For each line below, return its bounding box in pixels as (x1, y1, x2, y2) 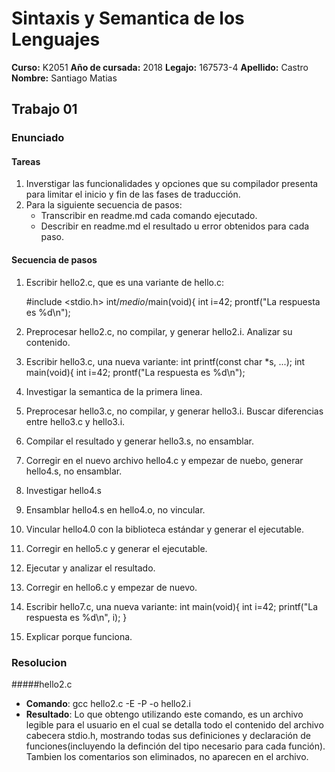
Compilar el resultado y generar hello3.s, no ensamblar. (25, 435, 254, 447)
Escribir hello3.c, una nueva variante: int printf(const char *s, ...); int (25, 355, 306, 367)
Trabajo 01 (11, 101, 78, 118)
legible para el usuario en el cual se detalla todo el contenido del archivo (25, 718, 324, 731)
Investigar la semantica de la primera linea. (25, 385, 203, 397)
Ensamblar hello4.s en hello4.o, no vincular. (25, 503, 206, 516)
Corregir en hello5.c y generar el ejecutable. (25, 542, 208, 554)
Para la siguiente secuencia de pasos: (25, 199, 183, 211)
